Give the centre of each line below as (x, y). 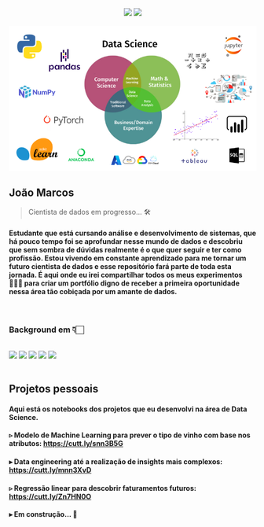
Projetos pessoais (54, 389)
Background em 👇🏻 (47, 330)
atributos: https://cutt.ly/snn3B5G (66, 444)
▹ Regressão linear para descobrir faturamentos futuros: (103, 488)
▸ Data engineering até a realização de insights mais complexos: (116, 462)
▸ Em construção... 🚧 (43, 514)
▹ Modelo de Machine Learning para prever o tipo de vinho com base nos (130, 435)
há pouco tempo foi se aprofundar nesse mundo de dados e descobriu (126, 241)
